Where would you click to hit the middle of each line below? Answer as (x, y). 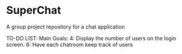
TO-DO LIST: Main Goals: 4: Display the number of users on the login (91, 38)
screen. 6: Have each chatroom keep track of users (70, 45)
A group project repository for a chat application (66, 27)
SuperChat (34, 10)
